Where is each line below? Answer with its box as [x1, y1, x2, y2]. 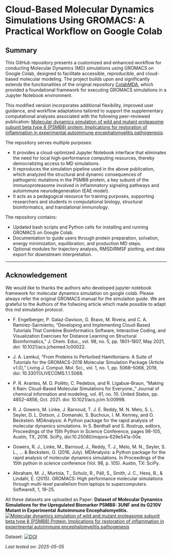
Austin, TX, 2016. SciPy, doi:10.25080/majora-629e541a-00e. [12, 433, 142, 440]
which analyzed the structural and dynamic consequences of [12, 171, 142, 177]
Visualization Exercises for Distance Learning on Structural [12, 333, 137, 339]
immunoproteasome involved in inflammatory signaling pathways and [12, 182, 160, 188]
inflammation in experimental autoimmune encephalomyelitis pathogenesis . [5, 130, 164, 136]
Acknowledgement [5, 271, 68, 280]
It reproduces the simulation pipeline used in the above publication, [12, 166, 155, 172]
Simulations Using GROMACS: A [5, 14, 145, 26]
